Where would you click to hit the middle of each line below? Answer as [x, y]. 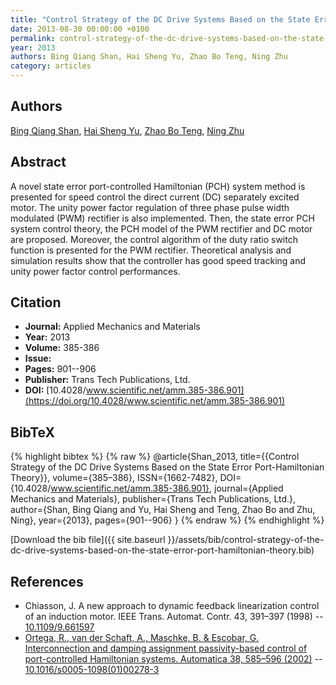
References [47, 581]
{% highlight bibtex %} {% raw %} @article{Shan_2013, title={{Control [155, 457]
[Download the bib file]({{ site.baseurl [88, 540]
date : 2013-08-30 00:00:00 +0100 [80, 29]
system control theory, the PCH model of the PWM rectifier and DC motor [161, 228]
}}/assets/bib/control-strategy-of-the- [246, 540]
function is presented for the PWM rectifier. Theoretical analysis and [151, 250]
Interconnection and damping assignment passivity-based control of [166, 648]
